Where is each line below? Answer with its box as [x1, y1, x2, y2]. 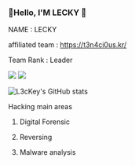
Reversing [19, 133, 53, 142]
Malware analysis [19, 148, 76, 157]
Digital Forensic [19, 117, 71, 126]
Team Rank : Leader [8, 55, 73, 65]
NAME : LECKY [8, 25, 57, 35]
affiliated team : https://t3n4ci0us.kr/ [8, 40, 127, 49]
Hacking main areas [8, 102, 73, 112]
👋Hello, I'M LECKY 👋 [8, 7, 87, 18]
